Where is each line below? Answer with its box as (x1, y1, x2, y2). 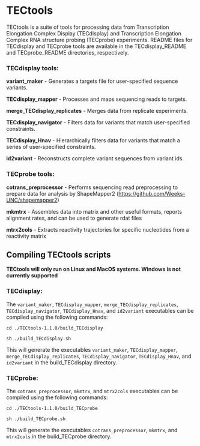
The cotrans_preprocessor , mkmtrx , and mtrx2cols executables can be (6, 387, 178, 394)
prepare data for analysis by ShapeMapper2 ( (6, 190, 119, 197)
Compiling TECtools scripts (6, 250, 111, 260)
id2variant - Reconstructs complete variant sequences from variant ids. (6, 155, 184, 162)
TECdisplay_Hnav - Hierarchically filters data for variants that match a (6, 137, 180, 144)
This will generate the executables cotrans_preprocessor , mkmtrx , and (6, 426, 178, 433)
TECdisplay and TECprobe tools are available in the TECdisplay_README (6, 43, 187, 50)
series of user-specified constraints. (6, 143, 96, 151)
